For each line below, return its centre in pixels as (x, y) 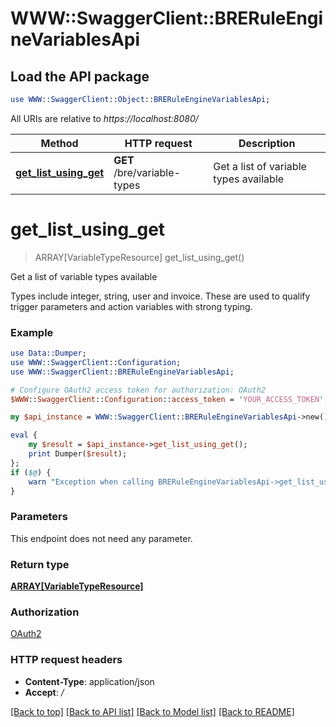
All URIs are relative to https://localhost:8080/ (104, 118)
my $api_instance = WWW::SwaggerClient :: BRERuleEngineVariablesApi (154, 417)
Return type (40, 564)
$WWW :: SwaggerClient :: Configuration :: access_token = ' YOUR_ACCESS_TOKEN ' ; (169, 399)
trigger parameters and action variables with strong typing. (131, 306)
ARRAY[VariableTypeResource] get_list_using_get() (139, 257)
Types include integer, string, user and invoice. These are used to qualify (160, 296)
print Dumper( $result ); (78, 454)
